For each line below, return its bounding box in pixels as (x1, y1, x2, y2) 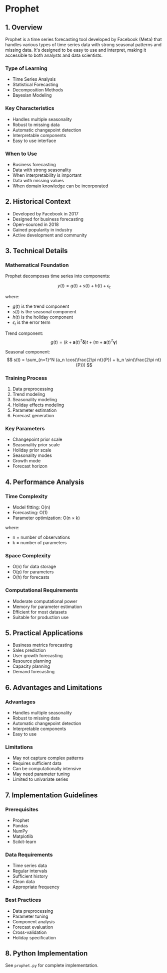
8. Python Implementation (5, 949, 88, 957)
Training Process (5, 375, 47, 382)
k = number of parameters (12, 539, 67, 545)
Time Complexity (5, 493, 48, 500)
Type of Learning (5, 65, 47, 72)
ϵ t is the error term (12, 319, 51, 326)
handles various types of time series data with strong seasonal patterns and (5, 42, 161, 48)
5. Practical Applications (5, 629, 83, 637)
